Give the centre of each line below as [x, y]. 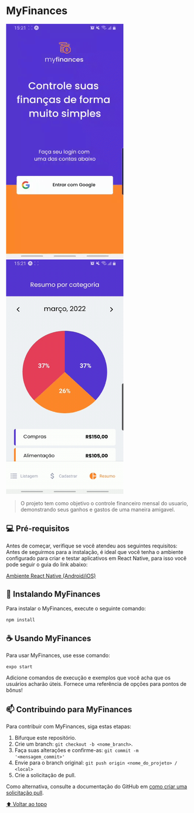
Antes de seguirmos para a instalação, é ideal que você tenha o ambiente [95, 552]
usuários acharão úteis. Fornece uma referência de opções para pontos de [96, 684]
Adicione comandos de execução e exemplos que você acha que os [89, 678]
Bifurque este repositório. [45, 738]
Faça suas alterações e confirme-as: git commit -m [76, 750]
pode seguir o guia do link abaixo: [47, 564]
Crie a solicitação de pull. [45, 775]
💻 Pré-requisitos [38, 529]
